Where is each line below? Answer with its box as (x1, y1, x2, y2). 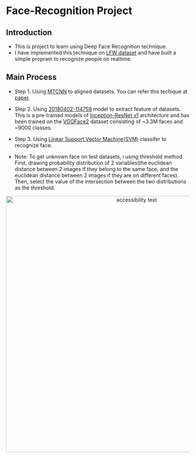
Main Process (6, 72, 57, 83)
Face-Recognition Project (6, 4, 132, 18)
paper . (14, 94, 30, 101)
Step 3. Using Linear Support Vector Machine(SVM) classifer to (14, 135, 167, 142)
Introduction (6, 28, 52, 37)
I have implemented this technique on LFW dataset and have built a (14, 49, 176, 56)
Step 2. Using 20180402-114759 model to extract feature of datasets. (14, 105, 181, 112)
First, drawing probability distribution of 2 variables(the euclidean (14, 159, 172, 166)
